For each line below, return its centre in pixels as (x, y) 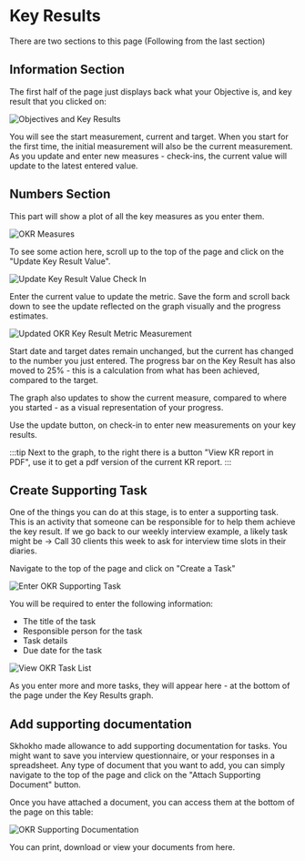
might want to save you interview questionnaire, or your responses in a (142, 755)
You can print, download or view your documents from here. (122, 847)
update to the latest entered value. (74, 166)
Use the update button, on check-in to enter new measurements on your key (152, 425)
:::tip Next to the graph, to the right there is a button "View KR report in (142, 452)
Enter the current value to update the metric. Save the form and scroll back (150, 296)
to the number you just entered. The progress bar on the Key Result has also (152, 360)
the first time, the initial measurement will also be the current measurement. (151, 146)
